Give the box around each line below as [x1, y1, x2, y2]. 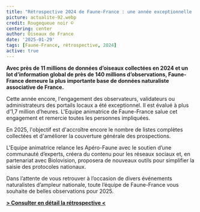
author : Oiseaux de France [6, 31, 74, 37]
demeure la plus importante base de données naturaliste [25, 77, 169, 84]
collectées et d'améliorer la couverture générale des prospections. [6, 132, 171, 139]
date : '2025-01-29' [6, 37, 55, 43]
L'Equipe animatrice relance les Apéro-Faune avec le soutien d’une [6, 144, 172, 151]
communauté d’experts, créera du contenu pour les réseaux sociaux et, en [6, 150, 190, 157]
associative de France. [6, 83, 64, 91]
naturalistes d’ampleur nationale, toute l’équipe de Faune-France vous [6, 181, 179, 188]
